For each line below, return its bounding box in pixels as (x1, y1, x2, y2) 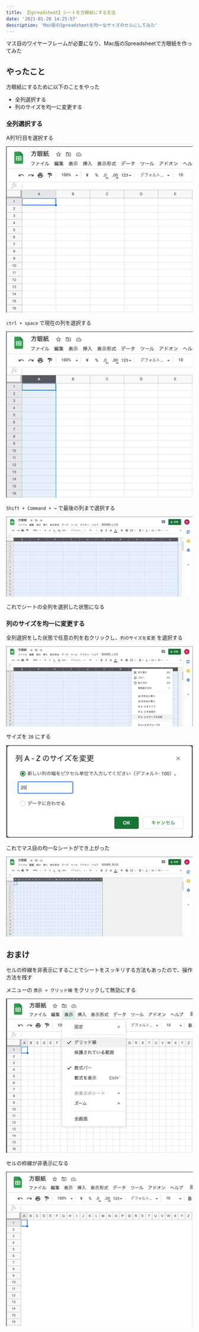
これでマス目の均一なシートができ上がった (6, 844, 110, 852)
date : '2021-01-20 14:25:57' (6, 15, 78, 22)
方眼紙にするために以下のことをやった (6, 83, 100, 90)
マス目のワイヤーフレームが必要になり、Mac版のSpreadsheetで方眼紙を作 (6, 40, 188, 47)
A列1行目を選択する (6, 134, 54, 142)
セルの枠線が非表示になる (6, 1160, 69, 1167)
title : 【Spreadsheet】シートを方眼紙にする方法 (6, 10, 116, 15)
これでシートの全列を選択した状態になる (6, 603, 105, 610)
